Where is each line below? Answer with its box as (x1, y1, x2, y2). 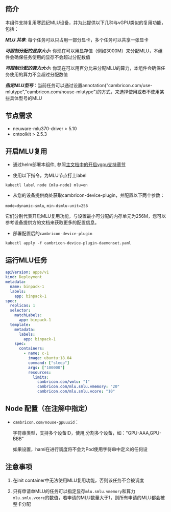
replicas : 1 (10, 303, 36, 309)
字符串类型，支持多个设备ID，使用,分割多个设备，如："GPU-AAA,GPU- (12, 429, 162, 436)
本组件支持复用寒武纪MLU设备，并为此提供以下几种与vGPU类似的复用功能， (5, 19, 166, 26)
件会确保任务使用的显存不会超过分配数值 (5, 54, 90, 60)
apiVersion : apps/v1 (5, 270, 50, 275)
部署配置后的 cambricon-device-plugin (12, 230, 93, 237)
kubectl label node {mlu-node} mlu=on (5, 182, 88, 188)
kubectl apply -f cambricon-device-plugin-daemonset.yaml (5, 240, 131, 246)
